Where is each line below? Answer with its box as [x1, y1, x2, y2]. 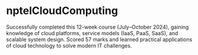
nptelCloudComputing [6, 4, 119, 18]
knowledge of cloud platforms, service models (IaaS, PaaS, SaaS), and [6, 29, 178, 36]
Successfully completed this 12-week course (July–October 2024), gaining [6, 23, 189, 30]
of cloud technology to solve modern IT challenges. [6, 42, 132, 49]
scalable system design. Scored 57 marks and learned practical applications [6, 36, 193, 43]
